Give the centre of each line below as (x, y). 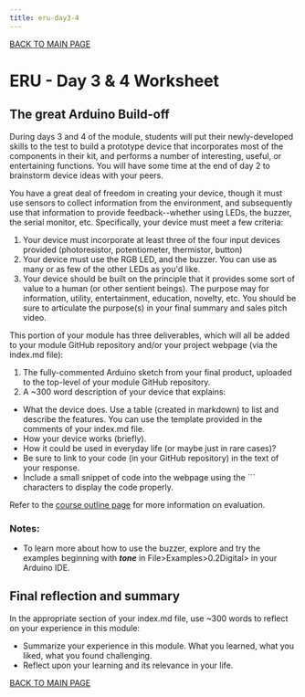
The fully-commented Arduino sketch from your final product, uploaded (157, 372)
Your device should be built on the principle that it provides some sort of (158, 279)
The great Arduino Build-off (90, 115)
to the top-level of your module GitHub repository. (116, 382)
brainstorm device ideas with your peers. (87, 175)
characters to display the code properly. (98, 487)
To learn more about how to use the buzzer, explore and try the (142, 548)
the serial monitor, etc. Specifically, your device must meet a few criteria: (147, 222)
